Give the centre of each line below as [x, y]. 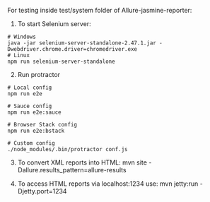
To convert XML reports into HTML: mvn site [82, 162]
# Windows [22, 37]
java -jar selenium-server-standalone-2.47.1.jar [82, 43]
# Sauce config [30, 106]
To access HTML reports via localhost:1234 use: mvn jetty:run [108, 184]
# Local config [30, 88]
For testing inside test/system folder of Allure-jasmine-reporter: [100, 10]
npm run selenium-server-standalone [61, 61]
